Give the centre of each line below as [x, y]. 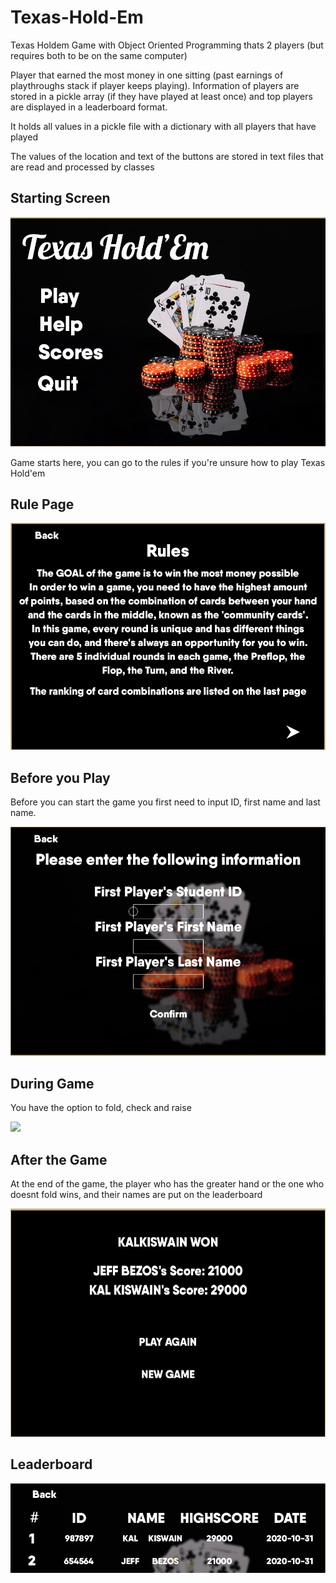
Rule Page [42, 504]
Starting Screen [60, 198]
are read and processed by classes [82, 167]
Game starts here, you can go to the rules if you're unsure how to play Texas [168, 462]
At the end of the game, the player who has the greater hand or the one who [167, 1184]
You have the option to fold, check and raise [101, 1108]
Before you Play [60, 777]
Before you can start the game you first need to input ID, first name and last [165, 802]
